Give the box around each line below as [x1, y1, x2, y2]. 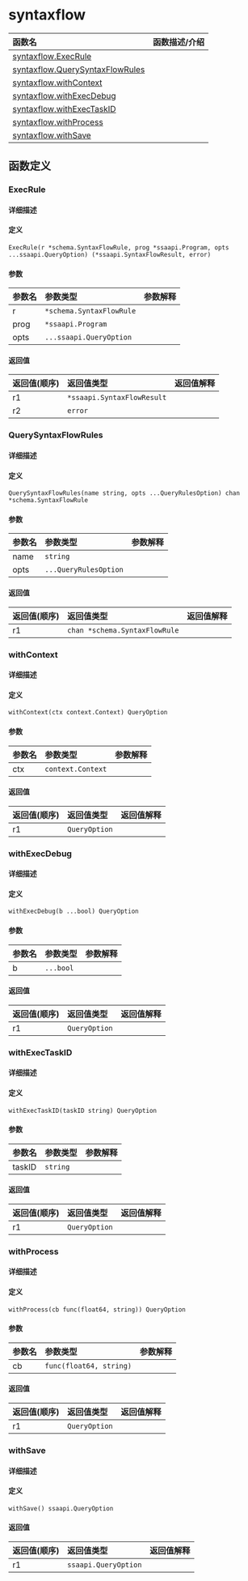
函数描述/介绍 [152, 36, 205, 48]
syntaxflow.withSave [12, 130, 91, 141]
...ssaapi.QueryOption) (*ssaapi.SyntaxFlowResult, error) [8, 251, 212, 259]
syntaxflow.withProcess [12, 116, 103, 127]
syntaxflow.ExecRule [12, 50, 92, 62]
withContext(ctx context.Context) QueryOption [8, 709, 168, 717]
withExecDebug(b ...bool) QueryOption [8, 907, 139, 916]
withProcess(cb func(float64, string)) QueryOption [8, 1306, 186, 1314]
